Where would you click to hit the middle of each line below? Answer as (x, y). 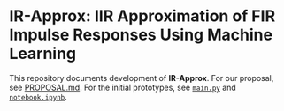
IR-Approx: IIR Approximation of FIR (142, 16)
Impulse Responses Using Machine (141, 35)
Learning (43, 54)
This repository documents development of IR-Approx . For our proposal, (142, 78)
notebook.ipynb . (38, 96)
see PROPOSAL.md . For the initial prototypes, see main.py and (123, 87)
